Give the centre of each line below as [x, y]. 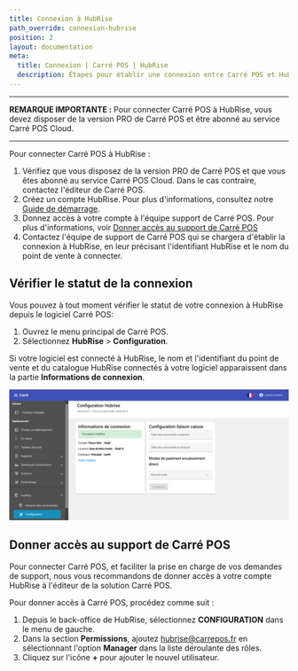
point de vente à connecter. [72, 255]
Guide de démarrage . [61, 208]
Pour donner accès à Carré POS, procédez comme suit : [112, 602]
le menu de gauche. [59, 628]
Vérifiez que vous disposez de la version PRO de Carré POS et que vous [153, 171]
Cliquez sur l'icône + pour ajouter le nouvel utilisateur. [121, 657]
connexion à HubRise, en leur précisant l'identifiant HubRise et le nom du [156, 246]
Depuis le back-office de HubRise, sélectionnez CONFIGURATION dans [153, 620]
